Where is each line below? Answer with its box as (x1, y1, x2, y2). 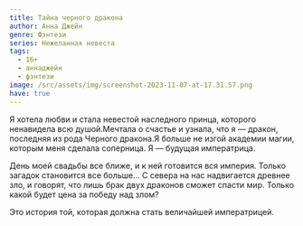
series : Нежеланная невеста (9, 38, 116, 48)
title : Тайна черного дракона (9, 13, 124, 23)
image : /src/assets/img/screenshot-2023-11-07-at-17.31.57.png (9, 80, 253, 89)
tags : (9, 47, 30, 56)
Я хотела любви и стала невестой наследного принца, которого (9, 114, 256, 125)
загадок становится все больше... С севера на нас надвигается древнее (9, 169, 291, 181)
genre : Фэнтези (9, 30, 67, 39)
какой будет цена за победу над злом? (9, 189, 160, 200)
